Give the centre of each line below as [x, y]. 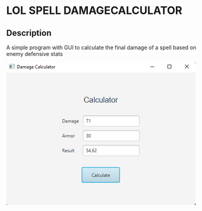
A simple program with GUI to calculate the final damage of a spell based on [101, 47]
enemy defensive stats [35, 54]
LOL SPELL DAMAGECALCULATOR [94, 11]
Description [29, 33]
